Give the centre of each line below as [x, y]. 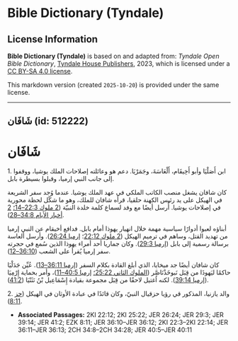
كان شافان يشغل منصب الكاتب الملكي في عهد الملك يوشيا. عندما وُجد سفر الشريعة [117, 192]
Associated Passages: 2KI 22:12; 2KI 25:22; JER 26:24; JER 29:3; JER [121, 315]
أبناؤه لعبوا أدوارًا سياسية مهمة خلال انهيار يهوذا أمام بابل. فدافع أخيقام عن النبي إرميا [117, 229]
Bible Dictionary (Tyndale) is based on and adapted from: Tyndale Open [113, 56]
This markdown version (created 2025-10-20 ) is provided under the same [113, 85]
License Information [52, 39]
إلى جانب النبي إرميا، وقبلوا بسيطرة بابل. [61, 179]
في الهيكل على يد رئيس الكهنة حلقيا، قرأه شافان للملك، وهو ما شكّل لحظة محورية [115, 200]
